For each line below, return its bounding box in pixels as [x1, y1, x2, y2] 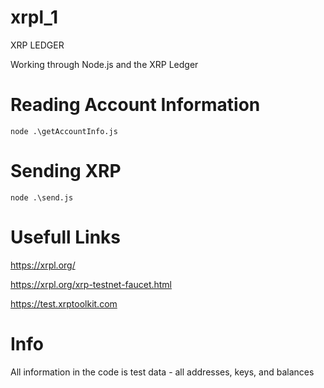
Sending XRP [10, 160, 122, 183]
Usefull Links [10, 226, 122, 248]
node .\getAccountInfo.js [10, 126, 118, 136]
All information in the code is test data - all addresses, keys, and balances [10, 366, 315, 378]
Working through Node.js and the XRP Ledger [10, 58, 199, 70]
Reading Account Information [10, 94, 261, 116]
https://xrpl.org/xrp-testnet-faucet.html [10, 278, 173, 290]
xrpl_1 [10, 6, 58, 29]
